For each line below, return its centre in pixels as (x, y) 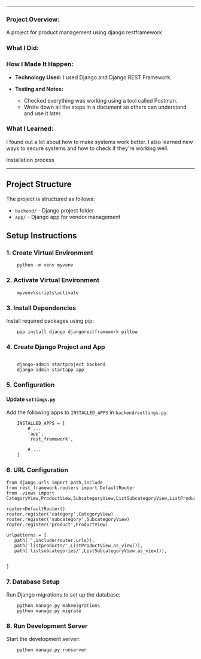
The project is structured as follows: (51, 199)
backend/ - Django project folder (54, 210)
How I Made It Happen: (40, 64)
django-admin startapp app (51, 370)
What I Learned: (30, 128)
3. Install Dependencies (41, 308)
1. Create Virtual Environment (50, 253)
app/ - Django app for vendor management (68, 217)
